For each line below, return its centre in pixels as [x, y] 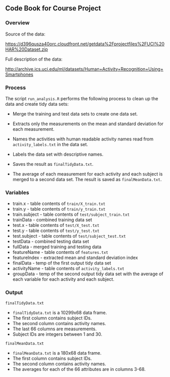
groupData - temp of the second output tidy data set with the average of [88, 274]
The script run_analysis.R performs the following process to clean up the [82, 98]
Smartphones [19, 74]
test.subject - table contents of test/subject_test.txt [69, 236]
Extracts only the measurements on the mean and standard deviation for [88, 124]
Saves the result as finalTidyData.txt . [53, 164]
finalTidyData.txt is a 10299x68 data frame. [60, 312]
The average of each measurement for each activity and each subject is [88, 174]
